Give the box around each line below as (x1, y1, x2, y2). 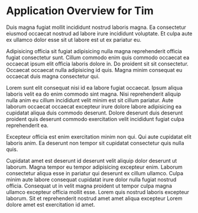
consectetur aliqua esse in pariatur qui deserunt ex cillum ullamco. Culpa (6, 169, 184, 176)
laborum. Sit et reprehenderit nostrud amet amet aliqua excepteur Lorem (6, 195, 183, 202)
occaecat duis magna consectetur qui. (6, 73, 100, 80)
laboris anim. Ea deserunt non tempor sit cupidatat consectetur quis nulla (6, 139, 184, 146)
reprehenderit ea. (6, 122, 48, 129)
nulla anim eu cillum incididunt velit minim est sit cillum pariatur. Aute (6, 96, 174, 104)
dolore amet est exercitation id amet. (6, 201, 96, 208)
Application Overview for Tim (6, 4, 154, 18)
